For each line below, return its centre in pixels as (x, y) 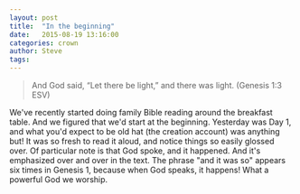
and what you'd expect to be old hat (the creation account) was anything (145, 131)
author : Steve (36, 51)
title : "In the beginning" (62, 26)
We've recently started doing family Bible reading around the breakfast (141, 112)
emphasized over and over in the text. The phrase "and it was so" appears (148, 160)
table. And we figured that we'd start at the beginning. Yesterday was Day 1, (150, 122)
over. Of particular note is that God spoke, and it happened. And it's (135, 151)
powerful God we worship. (59, 180)
